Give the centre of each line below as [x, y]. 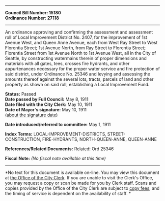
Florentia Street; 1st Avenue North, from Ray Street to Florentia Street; [75, 48]
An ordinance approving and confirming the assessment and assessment [79, 32]
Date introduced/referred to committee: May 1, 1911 [58, 124]
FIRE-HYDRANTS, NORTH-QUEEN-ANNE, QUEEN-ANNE [100, 139]
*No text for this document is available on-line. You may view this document [82, 172]
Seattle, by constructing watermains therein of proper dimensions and [76, 58]
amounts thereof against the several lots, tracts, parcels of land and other [79, 79]
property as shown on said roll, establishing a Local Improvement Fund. [77, 84]
